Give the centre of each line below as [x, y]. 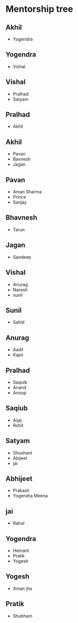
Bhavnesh [21, 218]
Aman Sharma [27, 192]
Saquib [20, 382]
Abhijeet [19, 479]
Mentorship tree [39, 9]
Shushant [22, 453]
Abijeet [20, 458]
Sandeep [22, 257]
